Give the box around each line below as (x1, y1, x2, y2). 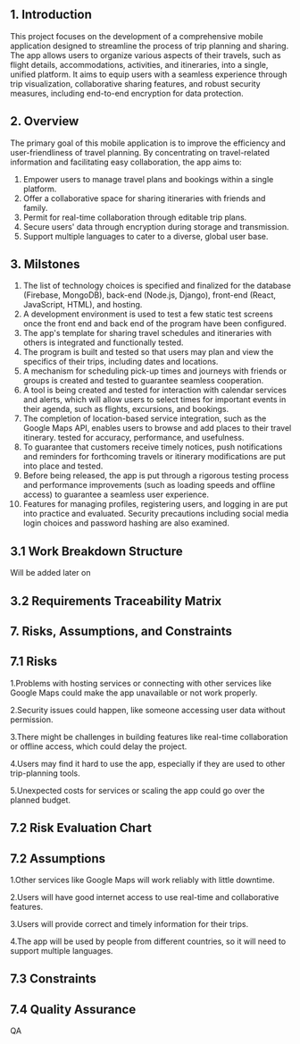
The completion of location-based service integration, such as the (22, 413, 267, 424)
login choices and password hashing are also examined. (22, 518, 230, 528)
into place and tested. (22, 460, 104, 472)
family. (22, 202, 48, 213)
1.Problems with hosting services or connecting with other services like (10, 678, 271, 688)
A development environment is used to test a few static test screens (22, 308, 273, 320)
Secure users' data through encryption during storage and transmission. (22, 221, 289, 232)
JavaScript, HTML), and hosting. (22, 299, 143, 310)
